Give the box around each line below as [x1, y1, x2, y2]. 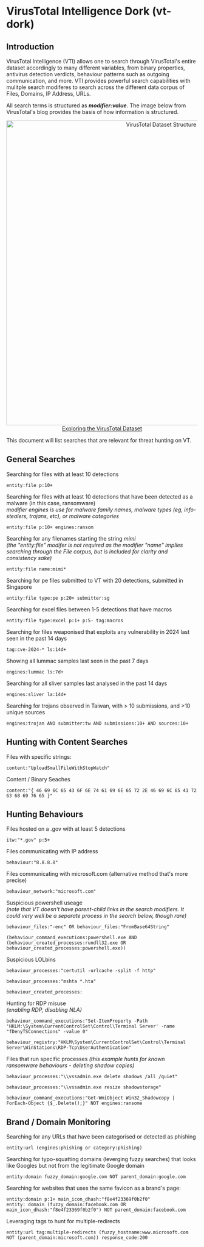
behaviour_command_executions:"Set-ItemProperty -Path [6, 1018, 148, 1025]
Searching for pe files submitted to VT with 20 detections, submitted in [6, 577, 183, 584]
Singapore [6, 583, 32, 591]
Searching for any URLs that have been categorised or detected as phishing [6, 1133, 196, 1140]
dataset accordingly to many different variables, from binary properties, [6, 64, 185, 71]
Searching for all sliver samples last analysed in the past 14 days [6, 680, 168, 687]
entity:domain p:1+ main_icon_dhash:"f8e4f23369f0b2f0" [6, 1196, 151, 1203]
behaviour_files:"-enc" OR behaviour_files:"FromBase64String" [6, 924, 170, 930]
